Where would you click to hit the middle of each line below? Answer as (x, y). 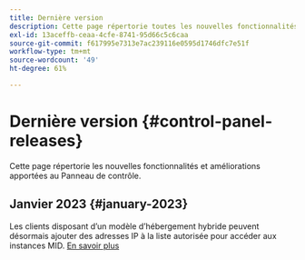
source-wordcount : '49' (54, 60)
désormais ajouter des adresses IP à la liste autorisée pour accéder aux (143, 235)
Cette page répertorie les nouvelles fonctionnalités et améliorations (135, 165)
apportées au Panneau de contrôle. (75, 175)
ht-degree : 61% (38, 69)
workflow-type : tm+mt (50, 52)
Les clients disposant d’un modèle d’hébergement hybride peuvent (134, 226)
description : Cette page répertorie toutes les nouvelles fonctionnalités (154, 26)
